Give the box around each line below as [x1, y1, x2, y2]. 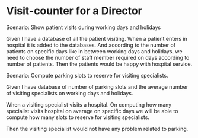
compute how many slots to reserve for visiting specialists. [6, 114, 150, 121]
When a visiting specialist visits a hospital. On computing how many [6, 101, 172, 108]
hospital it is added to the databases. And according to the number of [6, 41, 176, 49]
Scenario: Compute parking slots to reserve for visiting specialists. [6, 72, 168, 79]
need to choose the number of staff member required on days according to [6, 54, 190, 61]
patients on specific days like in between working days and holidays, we [6, 47, 183, 54]
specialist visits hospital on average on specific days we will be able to [6, 107, 178, 114]
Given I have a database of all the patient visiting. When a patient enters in [6, 35, 188, 42]
